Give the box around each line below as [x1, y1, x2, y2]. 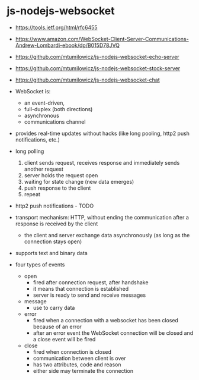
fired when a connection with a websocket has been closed [33, 316, 178, 324]
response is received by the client [15, 220, 98, 227]
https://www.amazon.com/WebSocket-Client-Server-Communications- [15, 35, 189, 42]
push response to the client [24, 184, 91, 191]
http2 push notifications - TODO [15, 202, 94, 209]
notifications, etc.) [15, 136, 60, 143]
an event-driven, [24, 99, 65, 106]
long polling [15, 147, 44, 155]
